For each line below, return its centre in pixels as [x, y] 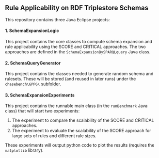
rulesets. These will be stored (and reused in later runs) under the [71, 79]
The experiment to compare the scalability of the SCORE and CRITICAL [83, 120]
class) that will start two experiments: [42, 111]
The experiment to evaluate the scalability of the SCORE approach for [81, 131]
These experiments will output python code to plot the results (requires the [80, 145]
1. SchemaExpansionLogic [32, 31]
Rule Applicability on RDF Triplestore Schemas [77, 8]
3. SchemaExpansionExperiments [40, 95]
